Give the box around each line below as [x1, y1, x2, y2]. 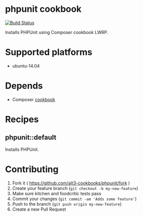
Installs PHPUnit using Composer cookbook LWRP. [5, 29, 108, 35]
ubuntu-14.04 [12, 63, 40, 69]
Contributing [5, 164, 59, 175]
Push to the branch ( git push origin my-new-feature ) [12, 201, 122, 207]
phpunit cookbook [5, 3, 82, 15]
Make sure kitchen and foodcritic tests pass [12, 190, 102, 196]
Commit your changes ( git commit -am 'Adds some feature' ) [12, 196, 137, 202]
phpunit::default [5, 133, 57, 142]
